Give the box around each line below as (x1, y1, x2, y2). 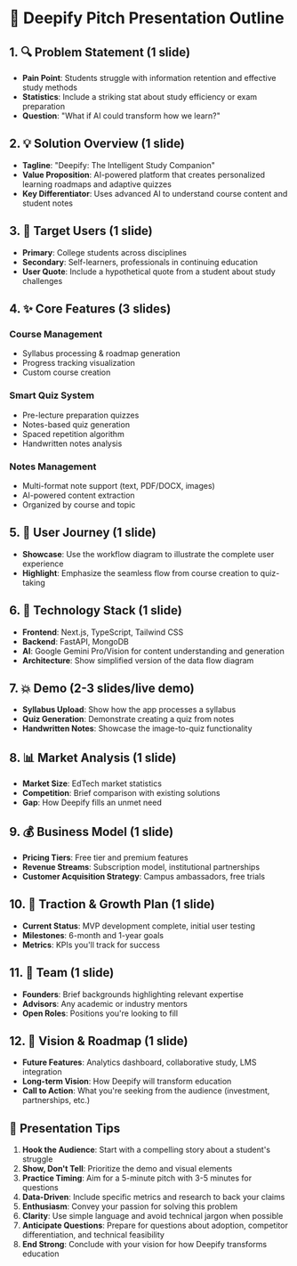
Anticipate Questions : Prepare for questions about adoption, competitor (21, 1220, 289, 1231)
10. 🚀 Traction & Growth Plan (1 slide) (9, 897, 215, 912)
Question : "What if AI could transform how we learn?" (21, 110, 221, 121)
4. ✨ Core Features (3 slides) (9, 302, 172, 317)
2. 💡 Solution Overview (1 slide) (9, 136, 185, 151)
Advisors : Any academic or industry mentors (21, 998, 189, 1009)
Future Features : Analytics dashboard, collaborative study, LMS (21, 1057, 257, 1067)
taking (21, 577, 46, 588)
